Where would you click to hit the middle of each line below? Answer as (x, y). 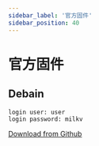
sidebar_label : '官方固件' (50, 15)
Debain (27, 94)
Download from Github (45, 133)
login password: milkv (46, 119)
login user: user (37, 112)
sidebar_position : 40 (44, 23)
